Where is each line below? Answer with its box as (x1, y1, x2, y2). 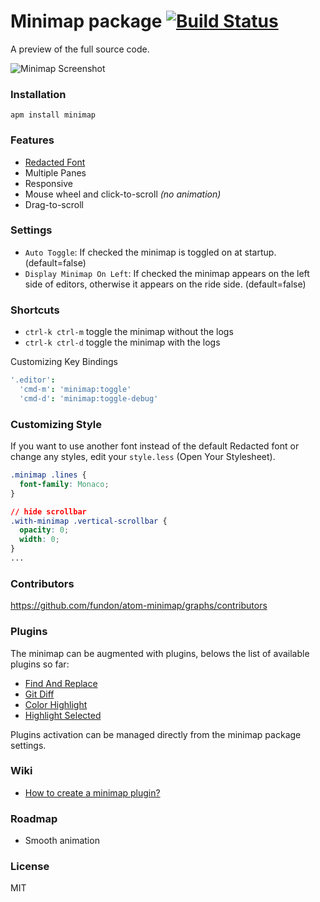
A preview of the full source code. (10, 43, 150, 55)
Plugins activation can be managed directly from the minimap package (10, 728, 302, 740)
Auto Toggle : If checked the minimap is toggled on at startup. (24, 246, 277, 258)
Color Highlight (24, 698, 88, 710)
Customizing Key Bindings (10, 356, 118, 368)
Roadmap (10, 811, 58, 825)
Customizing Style (10, 417, 103, 431)
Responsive (24, 177, 73, 189)
